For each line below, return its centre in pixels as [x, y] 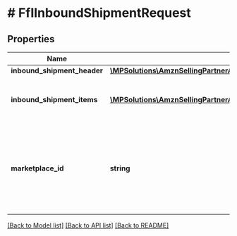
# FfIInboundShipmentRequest [99, 13]
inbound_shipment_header [57, 70]
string [120, 168]
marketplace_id [37, 168]
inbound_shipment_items [54, 100]
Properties [31, 39]
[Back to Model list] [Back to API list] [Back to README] [88, 225]
